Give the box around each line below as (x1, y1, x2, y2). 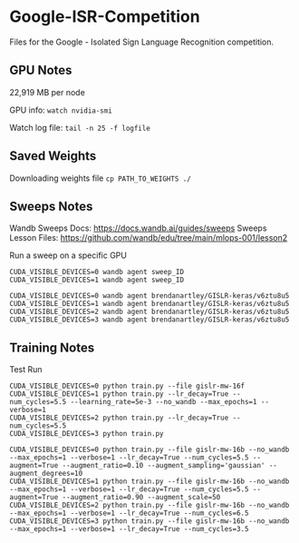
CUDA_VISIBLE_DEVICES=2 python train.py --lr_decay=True (9, 413, 229, 423)
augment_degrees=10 (9, 469, 83, 479)
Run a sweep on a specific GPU (9, 250, 127, 261)
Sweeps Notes (9, 198, 93, 214)
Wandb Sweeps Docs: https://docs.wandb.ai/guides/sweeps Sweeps (9, 222, 267, 233)
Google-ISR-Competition (9, 6, 201, 27)
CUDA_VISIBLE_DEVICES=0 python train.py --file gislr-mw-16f (9, 381, 246, 391)
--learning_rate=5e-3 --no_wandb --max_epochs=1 (70, 398, 257, 407)
